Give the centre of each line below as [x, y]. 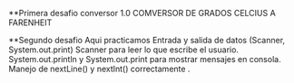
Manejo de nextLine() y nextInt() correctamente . [99, 69]
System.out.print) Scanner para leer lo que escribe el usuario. [124, 50]
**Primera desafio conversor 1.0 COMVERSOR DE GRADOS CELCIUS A [142, 13]
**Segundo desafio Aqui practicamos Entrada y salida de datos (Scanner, [147, 40]
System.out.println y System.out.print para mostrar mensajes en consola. [145, 59]
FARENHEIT [30, 23]
